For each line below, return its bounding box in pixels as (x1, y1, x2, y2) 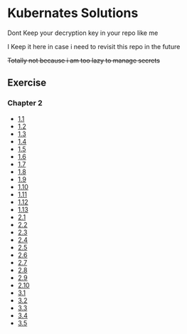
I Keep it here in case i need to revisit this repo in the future (7, 42, 181, 51)
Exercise (7, 77, 47, 89)
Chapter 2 (7, 98, 43, 108)
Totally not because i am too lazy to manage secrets (7, 56, 160, 65)
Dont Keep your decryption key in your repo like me (7, 28, 159, 37)
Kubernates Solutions (7, 5, 139, 21)
